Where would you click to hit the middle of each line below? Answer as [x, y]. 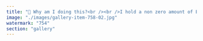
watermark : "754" [28, 23]
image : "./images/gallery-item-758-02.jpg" [62, 17]
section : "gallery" [31, 29]
